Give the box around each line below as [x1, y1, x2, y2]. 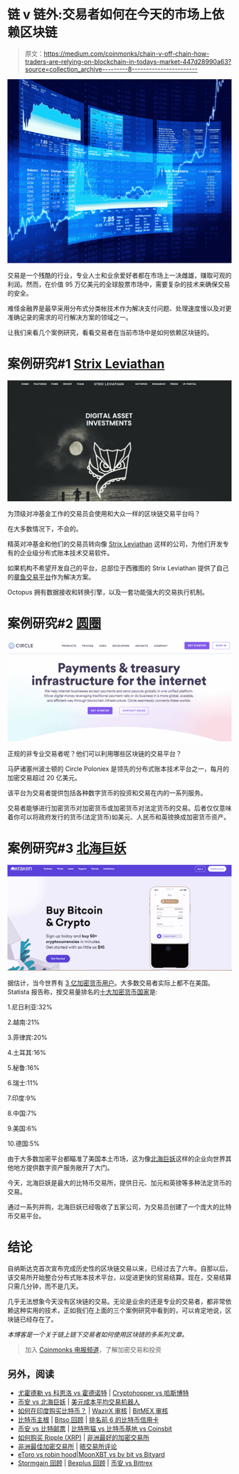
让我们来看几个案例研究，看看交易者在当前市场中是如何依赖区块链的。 [7, 328, 213, 336]
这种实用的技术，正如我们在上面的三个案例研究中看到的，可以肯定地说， [13, 1306, 225, 1314]
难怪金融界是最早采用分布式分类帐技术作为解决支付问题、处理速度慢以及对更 [7, 304, 232, 313]
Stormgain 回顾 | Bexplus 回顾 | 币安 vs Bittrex [17, 1458, 153, 1467]
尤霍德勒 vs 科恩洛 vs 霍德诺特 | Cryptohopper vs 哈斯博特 [17, 1388, 189, 1397]
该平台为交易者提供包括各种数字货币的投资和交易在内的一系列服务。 [7, 788, 207, 797]
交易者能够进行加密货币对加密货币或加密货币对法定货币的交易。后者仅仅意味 [7, 804, 232, 812]
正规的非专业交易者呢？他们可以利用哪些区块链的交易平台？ [7, 749, 182, 757]
